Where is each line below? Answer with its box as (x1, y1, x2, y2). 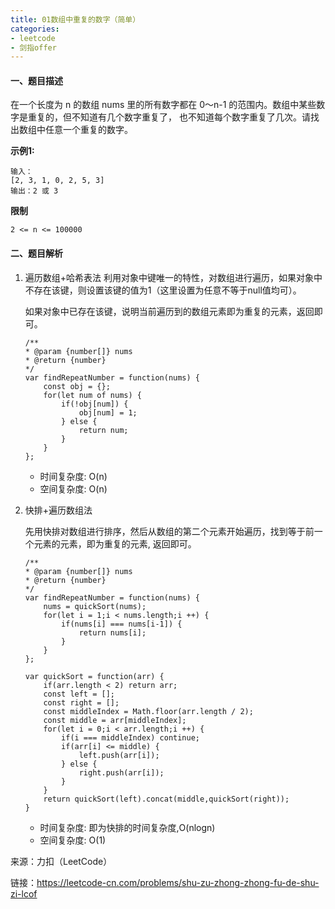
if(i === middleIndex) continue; (61, 732, 200, 743)
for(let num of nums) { (43, 390, 142, 400)
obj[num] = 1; (78, 407, 138, 418)
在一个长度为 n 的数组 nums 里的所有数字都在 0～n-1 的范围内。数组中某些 (10, 99, 317, 111)
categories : (10, 24, 60, 34)
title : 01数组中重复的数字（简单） (10, 14, 141, 25)
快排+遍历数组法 (24, 504, 93, 516)
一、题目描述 (10, 74, 63, 86)
